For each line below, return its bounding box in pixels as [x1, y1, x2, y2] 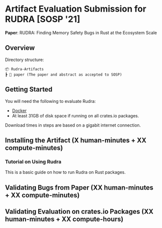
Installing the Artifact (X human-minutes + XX [5, 136, 147, 144]
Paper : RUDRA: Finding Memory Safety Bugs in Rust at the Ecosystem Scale [5, 30, 157, 35]
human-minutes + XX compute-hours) [5, 215, 124, 224]
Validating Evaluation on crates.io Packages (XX [5, 208, 154, 216]
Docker [12, 108, 27, 114]
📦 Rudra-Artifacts [5, 66, 44, 71]
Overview [5, 44, 35, 52]
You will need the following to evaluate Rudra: [5, 98, 96, 104]
